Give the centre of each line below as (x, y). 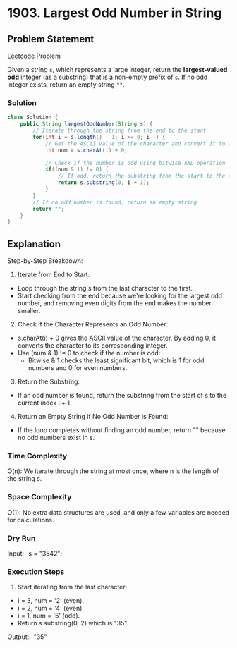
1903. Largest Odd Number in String (115, 13)
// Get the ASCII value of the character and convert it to (135, 143)
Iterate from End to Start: (54, 275)
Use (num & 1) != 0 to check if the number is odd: (89, 353)
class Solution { (33, 118)
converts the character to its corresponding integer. (92, 346)
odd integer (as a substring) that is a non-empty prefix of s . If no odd (108, 77)
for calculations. (31, 520)
